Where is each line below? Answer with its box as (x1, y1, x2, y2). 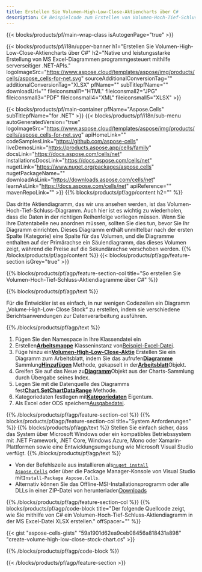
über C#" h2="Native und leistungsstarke (68, 49, 171, 56)
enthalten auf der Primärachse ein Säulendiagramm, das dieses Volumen (6, 238, 186, 246)
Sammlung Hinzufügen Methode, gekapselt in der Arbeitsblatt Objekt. (14, 361, 186, 368)
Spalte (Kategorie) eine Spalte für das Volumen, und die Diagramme (6, 232, 174, 240)
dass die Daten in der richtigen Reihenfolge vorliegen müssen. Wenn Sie (6, 213, 185, 220)
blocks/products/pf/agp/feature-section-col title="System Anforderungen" (6, 417, 191, 424)
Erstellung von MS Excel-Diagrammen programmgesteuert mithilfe (6, 55, 171, 63)
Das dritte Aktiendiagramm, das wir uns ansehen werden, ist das (6, 200, 167, 208)
